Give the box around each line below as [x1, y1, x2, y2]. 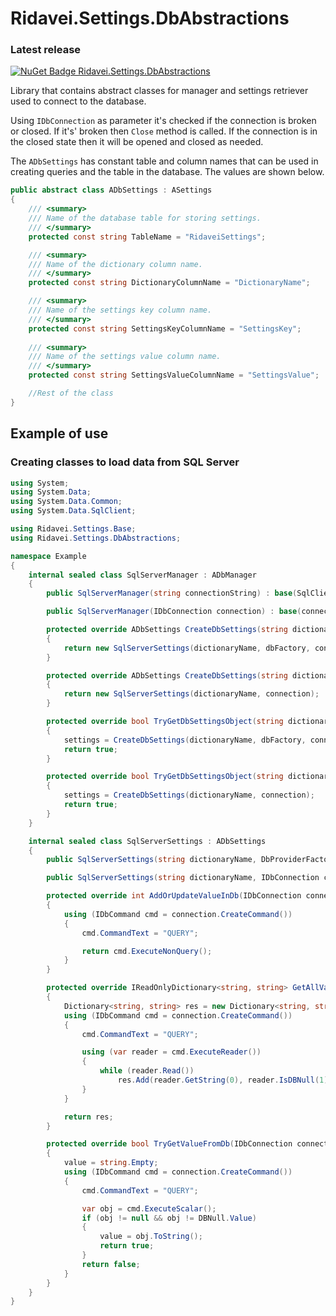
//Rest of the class [28, 388, 114, 399]
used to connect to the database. [10, 95, 147, 107]
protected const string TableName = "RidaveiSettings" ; [28, 232, 267, 242]
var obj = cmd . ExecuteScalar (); [81, 1203, 217, 1214]
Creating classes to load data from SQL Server [10, 455, 240, 469]
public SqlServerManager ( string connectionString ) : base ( [46, 588, 298, 599]
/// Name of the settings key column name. [28, 305, 213, 316]
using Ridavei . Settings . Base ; [10, 524, 137, 534]
